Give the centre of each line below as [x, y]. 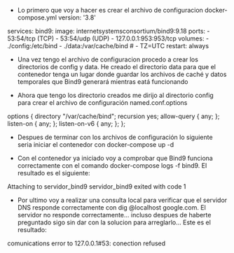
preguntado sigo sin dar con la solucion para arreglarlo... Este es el [114, 222]
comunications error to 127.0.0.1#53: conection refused [87, 243]
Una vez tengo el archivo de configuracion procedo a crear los [108, 59]
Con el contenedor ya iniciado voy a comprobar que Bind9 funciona [115, 158]
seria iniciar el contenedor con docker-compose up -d [95, 145]
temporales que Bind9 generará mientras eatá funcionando [103, 82]
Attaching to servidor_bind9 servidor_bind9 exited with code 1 [97, 187]
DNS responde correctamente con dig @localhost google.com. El [112, 208]
